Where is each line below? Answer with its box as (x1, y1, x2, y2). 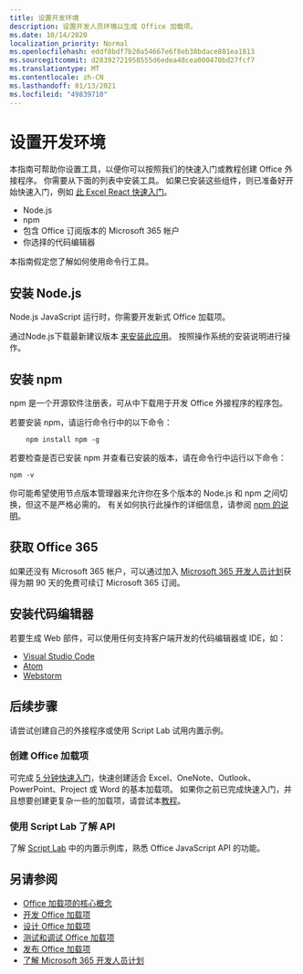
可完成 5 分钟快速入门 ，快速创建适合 (9, 772, 148, 783)
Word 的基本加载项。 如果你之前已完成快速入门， (99, 783, 285, 794)
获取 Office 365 (9, 539, 99, 555)
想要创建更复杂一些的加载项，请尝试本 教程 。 (16, 795, 185, 806)
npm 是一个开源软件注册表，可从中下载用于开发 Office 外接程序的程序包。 (9, 398, 287, 409)
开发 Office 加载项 (22, 909, 91, 920)
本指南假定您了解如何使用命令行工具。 (9, 257, 153, 267)
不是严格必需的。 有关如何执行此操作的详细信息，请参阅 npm (40, 499, 271, 510)
